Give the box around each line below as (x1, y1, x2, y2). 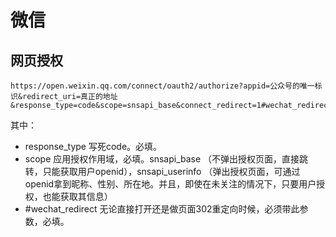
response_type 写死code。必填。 (24, 141, 163, 152)
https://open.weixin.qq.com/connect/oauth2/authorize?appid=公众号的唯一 (10, 81, 315, 91)
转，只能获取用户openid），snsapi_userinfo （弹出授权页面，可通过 (24, 166, 301, 177)
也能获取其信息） (42, 191, 113, 202)
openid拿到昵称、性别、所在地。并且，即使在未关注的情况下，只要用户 (24, 178, 317, 190)
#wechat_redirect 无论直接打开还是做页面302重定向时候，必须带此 (24, 203, 300, 215)
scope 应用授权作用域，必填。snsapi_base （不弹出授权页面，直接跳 (24, 153, 309, 165)
